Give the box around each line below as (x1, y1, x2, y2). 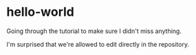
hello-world (6, 4, 75, 20)
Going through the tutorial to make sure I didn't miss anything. (6, 27, 182, 35)
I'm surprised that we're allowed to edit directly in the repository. (6, 40, 190, 48)
